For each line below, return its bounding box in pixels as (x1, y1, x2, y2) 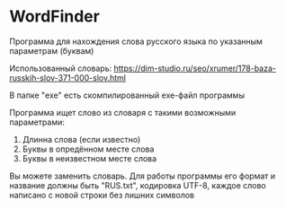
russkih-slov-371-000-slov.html (9, 72, 126, 83)
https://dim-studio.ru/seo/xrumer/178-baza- (113, 63, 277, 74)
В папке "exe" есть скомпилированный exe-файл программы (9, 90, 246, 100)
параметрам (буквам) (9, 45, 94, 56)
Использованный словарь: (9, 63, 112, 74)
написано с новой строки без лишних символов (9, 189, 195, 200)
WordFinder (9, 6, 101, 27)
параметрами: (9, 117, 66, 127)
